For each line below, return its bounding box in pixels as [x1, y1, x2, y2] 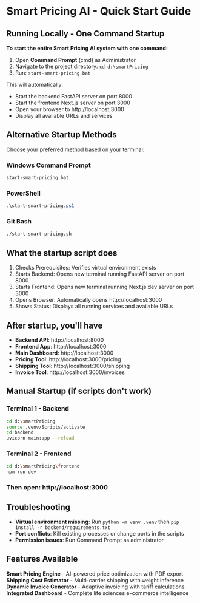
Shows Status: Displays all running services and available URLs [15, 302, 173, 310]
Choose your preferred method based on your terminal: [6, 146, 145, 153]
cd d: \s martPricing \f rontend [6, 463, 80, 469]
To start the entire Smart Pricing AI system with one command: [6, 44, 168, 52]
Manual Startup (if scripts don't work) [6, 386, 152, 397]
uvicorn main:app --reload [6, 435, 75, 441]
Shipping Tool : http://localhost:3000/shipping [15, 362, 130, 369]
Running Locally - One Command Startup [6, 29, 165, 39]
